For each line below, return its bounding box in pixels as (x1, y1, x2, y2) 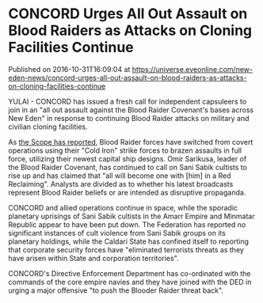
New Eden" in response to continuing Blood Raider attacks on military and (8, 113, 250, 123)
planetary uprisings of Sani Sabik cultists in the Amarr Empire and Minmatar (8, 211, 255, 221)
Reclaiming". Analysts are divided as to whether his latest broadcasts (8, 179, 234, 188)
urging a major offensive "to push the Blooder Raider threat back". (8, 286, 224, 295)
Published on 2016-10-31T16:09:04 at (8, 64, 131, 74)
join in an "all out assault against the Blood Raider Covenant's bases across (8, 104, 254, 115)
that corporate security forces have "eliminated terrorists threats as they (8, 244, 244, 254)
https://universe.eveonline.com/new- (131, 64, 253, 74)
